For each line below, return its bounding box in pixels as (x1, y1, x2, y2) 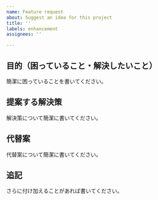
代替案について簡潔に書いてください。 (6, 150, 102, 158)
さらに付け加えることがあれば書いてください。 (6, 187, 123, 195)
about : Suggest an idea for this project (6, 15, 113, 21)
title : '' (6, 20, 31, 26)
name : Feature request (6, 8, 64, 15)
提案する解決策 (6, 97, 62, 108)
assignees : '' (6, 31, 42, 37)
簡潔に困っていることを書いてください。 (6, 77, 107, 85)
